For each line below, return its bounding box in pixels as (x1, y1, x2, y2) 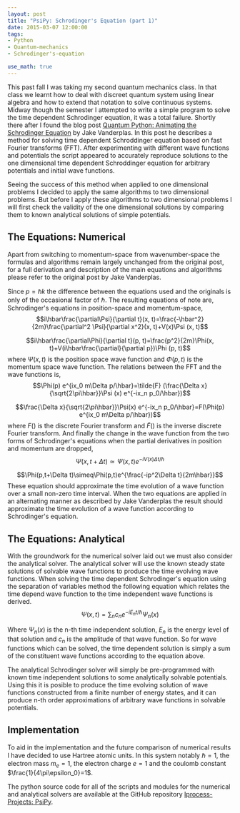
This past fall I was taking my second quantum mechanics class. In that (7, 83, 217, 91)
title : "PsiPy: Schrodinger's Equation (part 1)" (7, 17, 159, 24)
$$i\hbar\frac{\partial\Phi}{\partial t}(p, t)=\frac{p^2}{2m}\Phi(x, (26, 336, 214, 345)
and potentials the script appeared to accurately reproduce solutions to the (7, 151, 229, 159)
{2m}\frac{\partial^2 (31, 322, 91, 330)
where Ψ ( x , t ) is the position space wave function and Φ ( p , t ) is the (7, 355, 204, 363)
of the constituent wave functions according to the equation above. (7, 652, 206, 660)
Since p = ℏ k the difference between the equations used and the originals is (7, 287, 231, 296)
